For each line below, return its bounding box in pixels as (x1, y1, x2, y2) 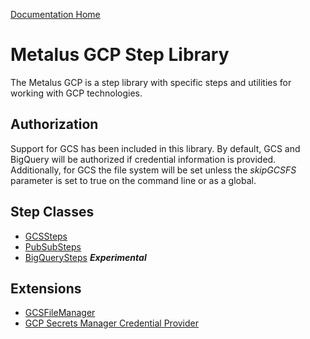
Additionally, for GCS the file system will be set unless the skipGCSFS (10, 164, 297, 176)
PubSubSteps (24, 240, 82, 253)
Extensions (10, 280, 82, 297)
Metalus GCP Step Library (10, 44, 230, 66)
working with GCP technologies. (10, 87, 143, 99)
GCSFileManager (24, 307, 96, 319)
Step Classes (10, 204, 95, 221)
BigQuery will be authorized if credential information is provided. (10, 153, 277, 165)
